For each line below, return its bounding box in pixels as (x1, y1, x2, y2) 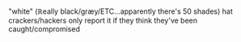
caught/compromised (8, 24, 81, 34)
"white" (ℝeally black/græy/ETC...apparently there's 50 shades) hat (8, 6, 233, 16)
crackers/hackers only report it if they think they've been (8, 15, 198, 25)
